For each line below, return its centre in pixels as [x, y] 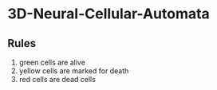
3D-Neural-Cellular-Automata [109, 14]
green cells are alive [52, 62]
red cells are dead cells [57, 79]
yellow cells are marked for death [74, 71]
